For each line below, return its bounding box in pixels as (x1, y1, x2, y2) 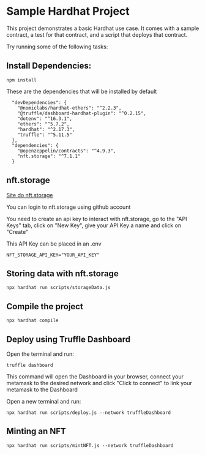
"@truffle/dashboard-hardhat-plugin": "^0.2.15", (17, 110, 147, 116)
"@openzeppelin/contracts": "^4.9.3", (17, 148, 116, 154)
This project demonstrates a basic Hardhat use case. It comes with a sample (6, 24, 199, 32)
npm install (6, 77, 37, 83)
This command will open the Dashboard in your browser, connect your (6, 373, 184, 380)
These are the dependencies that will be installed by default (6, 88, 157, 95)
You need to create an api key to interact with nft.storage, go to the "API (6, 215, 187, 222)
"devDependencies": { (12, 99, 67, 105)
